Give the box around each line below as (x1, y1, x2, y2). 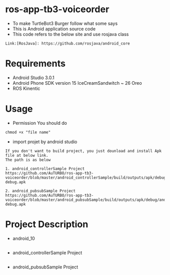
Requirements (5, 58, 66, 70)
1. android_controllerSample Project (5, 166, 85, 171)
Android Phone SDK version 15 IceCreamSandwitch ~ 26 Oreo (12, 80, 142, 86)
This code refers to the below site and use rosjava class (12, 31, 129, 37)
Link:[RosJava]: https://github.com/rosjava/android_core (5, 41, 130, 46)
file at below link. (5, 153, 49, 158)
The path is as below (5, 157, 51, 162)
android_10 (12, 235, 35, 242)
